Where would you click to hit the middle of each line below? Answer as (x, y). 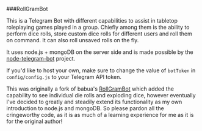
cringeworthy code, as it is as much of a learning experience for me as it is (100, 115)
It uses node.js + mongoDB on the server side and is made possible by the (100, 52)
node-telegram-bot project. (41, 58)
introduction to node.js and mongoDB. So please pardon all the (85, 108)
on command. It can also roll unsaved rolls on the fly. (73, 40)
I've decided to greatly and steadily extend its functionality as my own (94, 102)
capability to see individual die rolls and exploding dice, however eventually (101, 95)
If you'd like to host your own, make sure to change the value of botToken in (101, 70)
